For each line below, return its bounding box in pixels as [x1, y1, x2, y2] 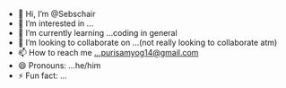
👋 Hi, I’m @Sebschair [17, 9, 96, 19]
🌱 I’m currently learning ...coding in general [17, 28, 178, 38]
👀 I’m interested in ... [17, 18, 94, 29]
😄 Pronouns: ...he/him [17, 60, 101, 71]
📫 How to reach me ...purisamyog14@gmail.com [17, 48, 199, 57]
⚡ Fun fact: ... [17, 70, 67, 81]
